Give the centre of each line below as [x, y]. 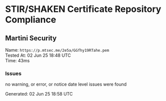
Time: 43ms [17, 60]
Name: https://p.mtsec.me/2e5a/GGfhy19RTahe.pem [57, 50]
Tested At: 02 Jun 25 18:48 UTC [38, 55]
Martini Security [31, 38]
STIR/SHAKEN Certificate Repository [83, 9]
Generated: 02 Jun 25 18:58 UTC [39, 94]
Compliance [31, 20]
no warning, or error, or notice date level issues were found [66, 84]
